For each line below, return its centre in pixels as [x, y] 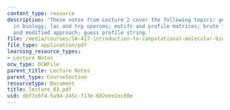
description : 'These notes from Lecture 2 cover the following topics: [111, 20]
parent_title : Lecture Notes [49, 70]
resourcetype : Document [41, 83]
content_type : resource [41, 13]
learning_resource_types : [44, 52]
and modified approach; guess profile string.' [82, 32]
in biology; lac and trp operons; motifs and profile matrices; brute [116, 26]
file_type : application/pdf [47, 45]
